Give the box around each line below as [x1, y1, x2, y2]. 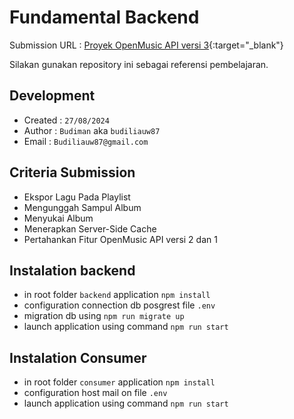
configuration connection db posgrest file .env [23, 299, 216, 311]
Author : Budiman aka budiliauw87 [23, 124, 161, 136]
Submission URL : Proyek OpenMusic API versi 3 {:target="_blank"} [9, 39, 284, 51]
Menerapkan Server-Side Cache [23, 222, 157, 235]
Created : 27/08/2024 [23, 114, 110, 126]
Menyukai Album [23, 212, 94, 224]
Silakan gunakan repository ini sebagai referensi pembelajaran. [9, 58, 269, 70]
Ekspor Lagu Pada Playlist [23, 191, 131, 203]
